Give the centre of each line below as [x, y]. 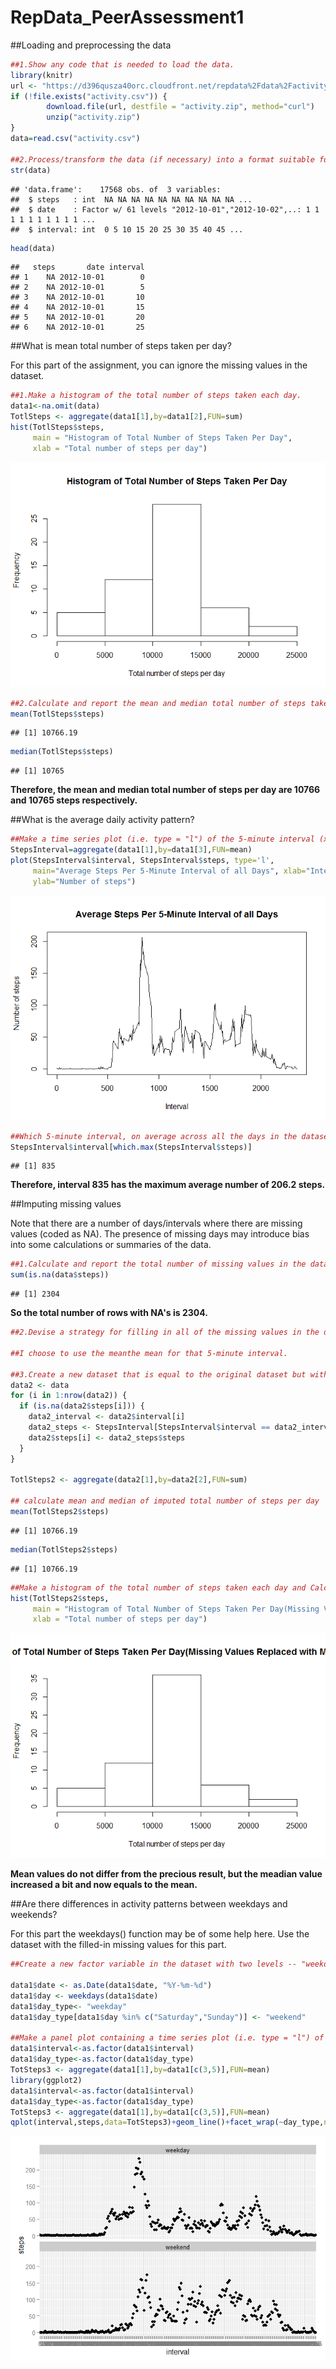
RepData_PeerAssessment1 [127, 17]
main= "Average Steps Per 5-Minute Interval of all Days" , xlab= [169, 871]
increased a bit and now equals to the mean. [104, 1885]
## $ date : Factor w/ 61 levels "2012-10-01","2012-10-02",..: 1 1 [165, 209]
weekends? [34, 1915]
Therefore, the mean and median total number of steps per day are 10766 [165, 790]
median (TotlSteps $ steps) [62, 752]
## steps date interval [77, 267]
